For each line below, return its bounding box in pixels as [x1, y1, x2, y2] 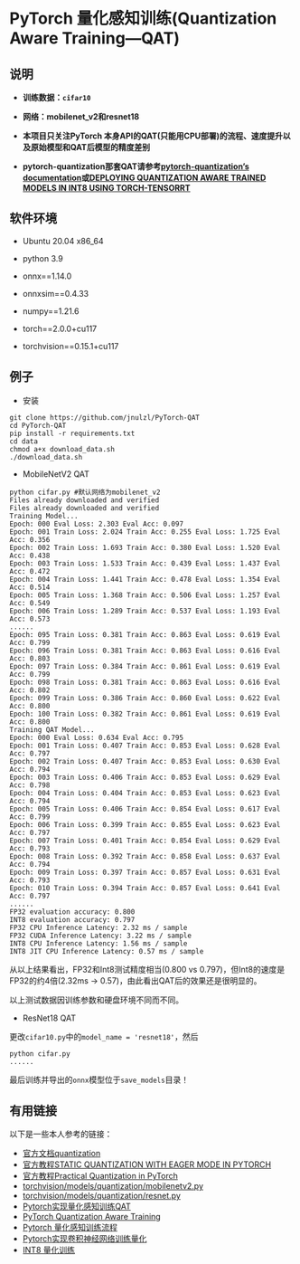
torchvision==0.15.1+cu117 [22, 340, 119, 351]
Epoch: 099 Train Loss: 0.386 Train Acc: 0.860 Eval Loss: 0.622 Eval [9, 693, 281, 702]
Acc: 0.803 [9, 653, 51, 663]
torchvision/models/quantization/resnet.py [22, 1191, 181, 1202]
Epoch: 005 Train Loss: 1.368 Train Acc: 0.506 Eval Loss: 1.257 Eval [9, 590, 281, 600]
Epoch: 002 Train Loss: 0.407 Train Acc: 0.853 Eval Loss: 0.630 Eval [9, 756, 281, 765]
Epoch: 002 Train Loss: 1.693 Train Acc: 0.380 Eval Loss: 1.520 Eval [9, 543, 281, 552]
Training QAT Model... [9, 725, 95, 734]
